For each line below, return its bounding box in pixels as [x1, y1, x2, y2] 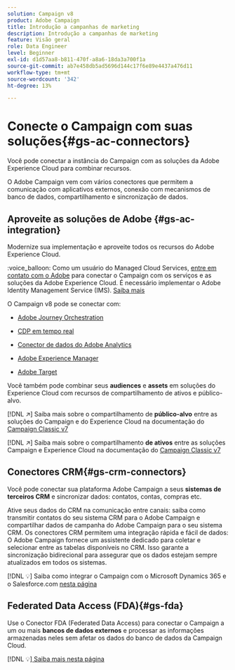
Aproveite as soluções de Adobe [7, 213, 152, 225]
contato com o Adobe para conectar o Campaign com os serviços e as [7, 271, 212, 280]
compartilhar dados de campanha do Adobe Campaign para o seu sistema [7, 520, 222, 529]
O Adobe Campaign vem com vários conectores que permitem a [7, 178, 194, 186]
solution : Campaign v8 [7, 10, 74, 18]
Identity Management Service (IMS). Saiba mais [7, 286, 145, 294]
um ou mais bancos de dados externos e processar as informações [7, 626, 205, 634]
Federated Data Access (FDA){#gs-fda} [7, 600, 184, 612]
